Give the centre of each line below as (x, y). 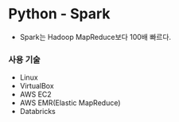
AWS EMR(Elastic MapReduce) (70, 103)
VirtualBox (37, 86)
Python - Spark (59, 14)
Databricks (37, 112)
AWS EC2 (35, 94)
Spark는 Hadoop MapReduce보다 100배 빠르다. (95, 37)
